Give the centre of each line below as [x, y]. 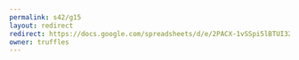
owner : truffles [39, 42]
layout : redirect [41, 26]
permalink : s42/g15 [45, 17]
